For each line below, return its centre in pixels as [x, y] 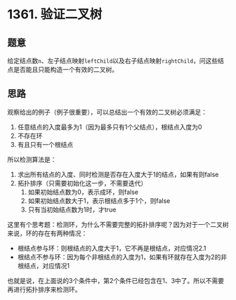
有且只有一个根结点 [45, 144]
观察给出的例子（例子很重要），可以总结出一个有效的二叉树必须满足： [107, 112]
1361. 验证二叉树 [55, 14]
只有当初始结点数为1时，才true [72, 209]
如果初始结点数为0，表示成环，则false [83, 192]
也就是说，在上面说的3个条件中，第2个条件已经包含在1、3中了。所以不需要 [116, 280]
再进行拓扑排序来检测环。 [44, 289]
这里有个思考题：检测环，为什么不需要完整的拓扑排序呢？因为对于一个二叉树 [118, 224]
